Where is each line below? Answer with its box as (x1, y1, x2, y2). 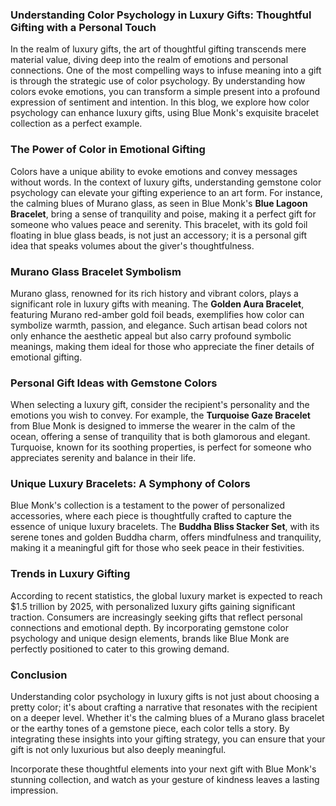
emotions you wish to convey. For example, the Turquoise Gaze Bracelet (10, 409, 311, 422)
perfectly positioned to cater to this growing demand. (10, 643, 230, 655)
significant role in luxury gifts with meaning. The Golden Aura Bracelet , (10, 298, 305, 310)
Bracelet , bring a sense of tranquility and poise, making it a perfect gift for (10, 208, 317, 220)
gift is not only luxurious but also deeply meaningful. (10, 744, 227, 756)
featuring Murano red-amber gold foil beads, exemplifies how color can (10, 308, 305, 320)
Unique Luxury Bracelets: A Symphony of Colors (10, 477, 251, 491)
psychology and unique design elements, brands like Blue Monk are (10, 632, 290, 644)
